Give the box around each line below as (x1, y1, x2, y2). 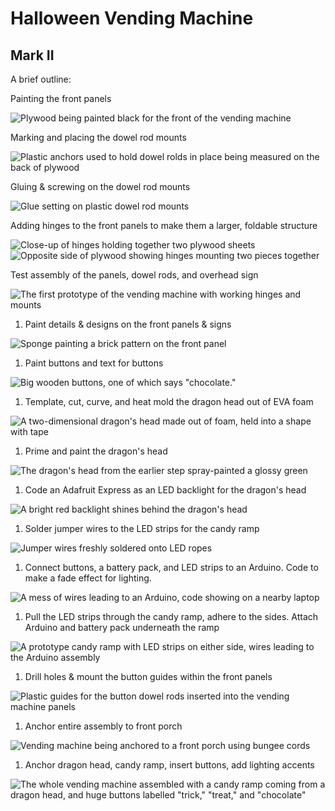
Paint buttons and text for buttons (24, 357, 164, 369)
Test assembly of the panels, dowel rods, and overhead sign (10, 269, 259, 281)
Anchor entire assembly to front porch (24, 720, 183, 732)
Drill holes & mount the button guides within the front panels (24, 671, 273, 682)
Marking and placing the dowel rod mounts (10, 132, 187, 143)
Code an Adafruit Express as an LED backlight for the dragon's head (24, 484, 307, 496)
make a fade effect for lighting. (24, 572, 152, 584)
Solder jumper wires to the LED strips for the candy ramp (24, 523, 260, 534)
